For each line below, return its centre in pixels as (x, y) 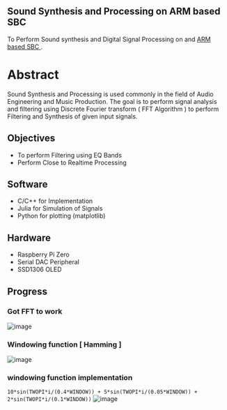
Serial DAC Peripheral (48, 262)
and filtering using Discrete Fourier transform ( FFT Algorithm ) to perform (113, 109)
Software (28, 184)
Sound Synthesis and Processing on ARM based (114, 12)
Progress (27, 291)
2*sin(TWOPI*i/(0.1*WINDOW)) (49, 400)
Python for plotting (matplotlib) (61, 216)
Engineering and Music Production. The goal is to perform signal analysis (112, 101)
